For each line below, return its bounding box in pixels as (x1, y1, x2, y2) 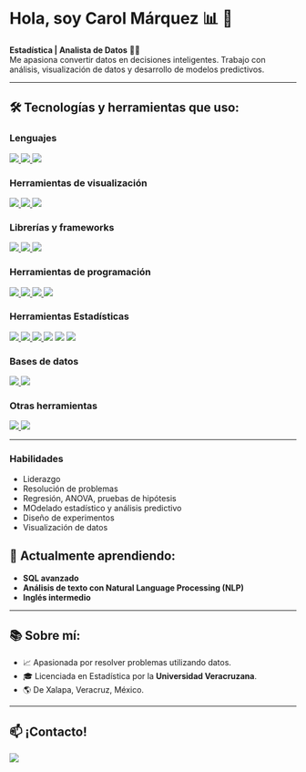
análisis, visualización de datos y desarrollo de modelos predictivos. (9, 64, 265, 75)
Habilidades (9, 453, 64, 466)
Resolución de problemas (22, 483, 118, 494)
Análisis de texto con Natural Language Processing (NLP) (22, 582, 244, 593)
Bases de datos (9, 355, 79, 367)
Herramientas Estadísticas (9, 310, 130, 323)
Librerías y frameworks (9, 221, 115, 233)
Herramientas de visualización (9, 176, 148, 189)
